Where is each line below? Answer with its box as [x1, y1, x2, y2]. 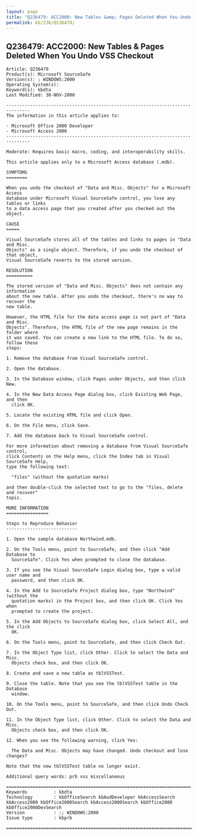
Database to [6, 552, 35, 558]
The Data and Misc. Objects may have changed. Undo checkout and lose [11, 748, 189, 754]
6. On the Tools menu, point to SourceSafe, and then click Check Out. [6, 640, 186, 646]
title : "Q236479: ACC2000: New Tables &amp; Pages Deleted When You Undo [6, 14, 192, 20]
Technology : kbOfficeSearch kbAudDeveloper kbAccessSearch [6, 794, 176, 800]
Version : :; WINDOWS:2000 [6, 810, 99, 816]
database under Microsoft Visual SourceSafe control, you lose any [6, 195, 176, 201]
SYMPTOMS [6, 169, 28, 176]
